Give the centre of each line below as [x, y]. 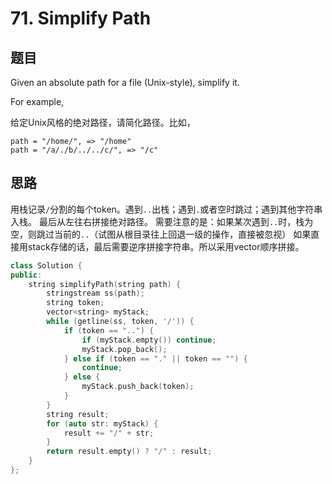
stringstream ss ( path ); [95, 293]
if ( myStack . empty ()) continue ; [149, 340]
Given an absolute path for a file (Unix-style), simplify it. [125, 82]
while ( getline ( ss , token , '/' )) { [120, 322]
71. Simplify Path [81, 18]
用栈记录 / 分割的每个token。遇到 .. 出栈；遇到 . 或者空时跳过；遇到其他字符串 [166, 209]
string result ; [78, 414]
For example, [37, 101]
